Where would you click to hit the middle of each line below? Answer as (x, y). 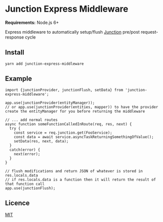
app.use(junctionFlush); (30, 188)
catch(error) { (25, 150)
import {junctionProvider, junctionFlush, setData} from (64, 90)
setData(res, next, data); (41, 141)
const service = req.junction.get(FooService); (63, 133)
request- (150, 32)
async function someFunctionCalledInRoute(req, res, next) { (69, 124)
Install (15, 52)
